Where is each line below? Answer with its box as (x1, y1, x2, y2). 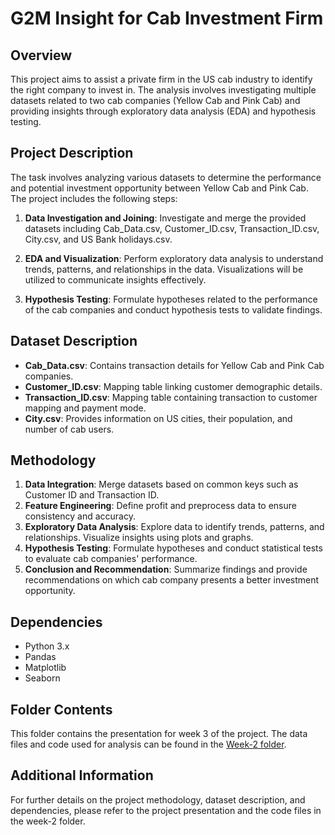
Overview (10, 47, 73, 64)
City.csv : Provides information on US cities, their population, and (24, 412, 293, 424)
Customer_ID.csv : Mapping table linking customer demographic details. (24, 380, 323, 392)
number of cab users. (24, 423, 115, 435)
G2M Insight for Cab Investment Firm (10, 7, 324, 30)
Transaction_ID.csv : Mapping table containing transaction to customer (24, 391, 318, 403)
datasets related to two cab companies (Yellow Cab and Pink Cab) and (10, 95, 301, 106)
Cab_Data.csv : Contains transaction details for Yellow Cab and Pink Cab (24, 359, 325, 371)
